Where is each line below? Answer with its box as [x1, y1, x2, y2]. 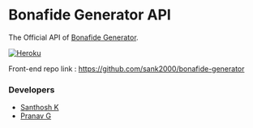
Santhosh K [19, 103, 59, 113]
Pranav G [19, 111, 52, 121]
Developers [8, 83, 55, 95]
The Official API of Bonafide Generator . [8, 32, 139, 42]
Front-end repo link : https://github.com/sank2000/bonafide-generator [8, 63, 245, 74]
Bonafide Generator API [8, 6, 172, 24]
